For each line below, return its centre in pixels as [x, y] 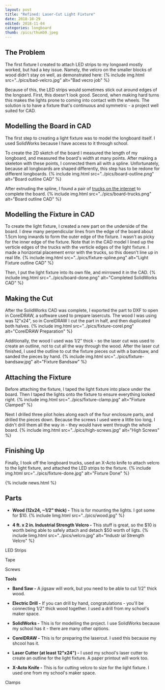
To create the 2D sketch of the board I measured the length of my [71, 153]
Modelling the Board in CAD [48, 126]
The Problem [25, 52]
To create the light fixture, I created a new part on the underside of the [76, 226]
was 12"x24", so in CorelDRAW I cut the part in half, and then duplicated [78, 321]
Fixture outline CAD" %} [29, 263]
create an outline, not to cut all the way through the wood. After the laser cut [82, 346]
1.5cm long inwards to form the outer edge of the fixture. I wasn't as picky [80, 237]
